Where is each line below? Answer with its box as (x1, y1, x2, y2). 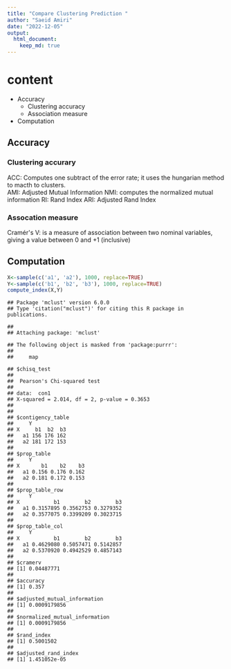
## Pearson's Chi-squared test (7, 378, 100, 385)
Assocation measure (7, 212, 78, 222)
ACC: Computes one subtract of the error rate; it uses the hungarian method (7, 173, 225, 182)
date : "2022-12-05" (7, 23, 64, 30)
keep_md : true (19, 42, 60, 49)
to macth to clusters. (7, 180, 66, 189)
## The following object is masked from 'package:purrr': (7, 341, 178, 349)
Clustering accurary (7, 158, 76, 167)
